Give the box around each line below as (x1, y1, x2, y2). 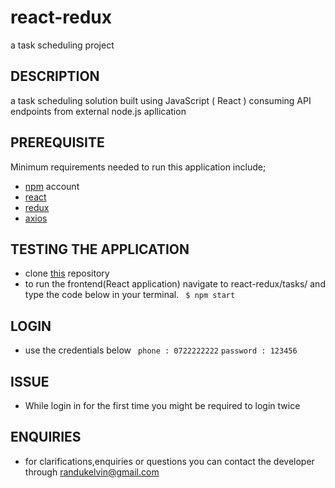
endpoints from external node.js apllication (10, 105, 187, 117)
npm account (24, 180, 80, 192)
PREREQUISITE (10, 134, 105, 151)
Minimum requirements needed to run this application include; (10, 161, 267, 173)
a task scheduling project (10, 39, 115, 51)
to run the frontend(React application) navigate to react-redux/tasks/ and (24, 278, 326, 290)
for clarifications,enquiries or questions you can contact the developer (24, 455, 315, 467)
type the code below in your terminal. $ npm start (24, 289, 236, 301)
